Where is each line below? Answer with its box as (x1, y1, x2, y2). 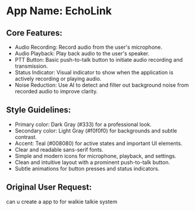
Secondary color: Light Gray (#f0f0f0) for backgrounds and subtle (14, 127, 177, 134)
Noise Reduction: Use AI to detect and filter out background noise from (14, 81, 189, 89)
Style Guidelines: (6, 105, 71, 115)
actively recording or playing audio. (14, 75, 102, 82)
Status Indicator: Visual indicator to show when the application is (14, 69, 174, 75)
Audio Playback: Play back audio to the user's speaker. (14, 50, 150, 57)
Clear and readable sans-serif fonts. (14, 146, 104, 153)
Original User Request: (6, 182, 92, 193)
